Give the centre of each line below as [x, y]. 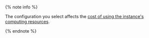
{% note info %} [21, 7]
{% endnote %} [21, 31]
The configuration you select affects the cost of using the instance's [74, 16]
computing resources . [28, 22]
